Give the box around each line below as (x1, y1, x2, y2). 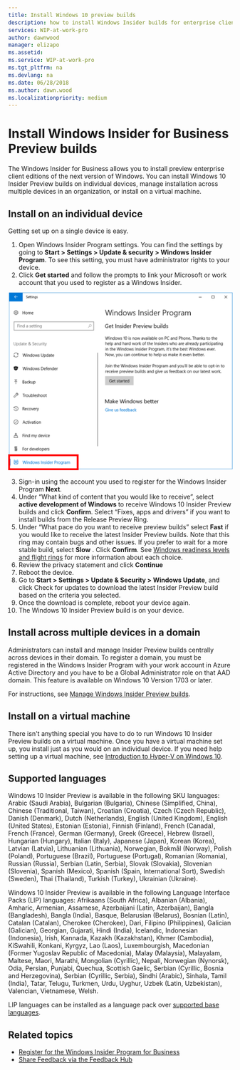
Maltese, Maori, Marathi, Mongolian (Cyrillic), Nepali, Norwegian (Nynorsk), (8, 957, 229, 965)
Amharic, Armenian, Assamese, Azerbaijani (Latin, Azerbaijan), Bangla (8, 903, 214, 912)
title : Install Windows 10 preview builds (8, 11, 136, 19)
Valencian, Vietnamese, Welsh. (8, 987, 99, 995)
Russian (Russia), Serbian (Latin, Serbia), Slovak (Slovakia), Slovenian (8, 859, 212, 868)
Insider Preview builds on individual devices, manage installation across (8, 180, 219, 188)
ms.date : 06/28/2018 (8, 79, 70, 86)
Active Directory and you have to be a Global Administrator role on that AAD (8, 668, 231, 677)
